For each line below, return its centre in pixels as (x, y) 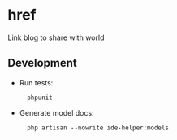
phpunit (40, 98)
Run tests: (36, 82)
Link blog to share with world (56, 37)
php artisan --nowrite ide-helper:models (98, 128)
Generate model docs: (56, 112)
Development (43, 63)
